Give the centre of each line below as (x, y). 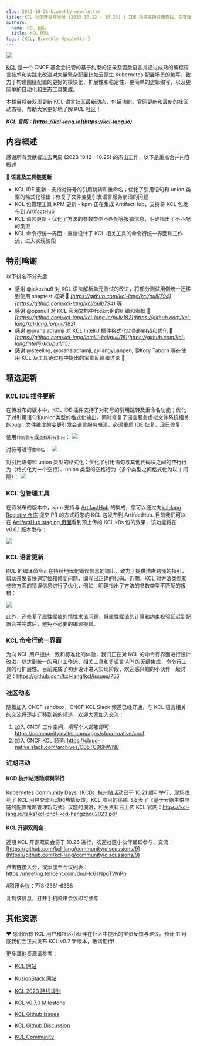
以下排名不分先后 (27, 276)
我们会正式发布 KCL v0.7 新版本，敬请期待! (63, 941)
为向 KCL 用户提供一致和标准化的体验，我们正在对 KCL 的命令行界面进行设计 (98, 654)
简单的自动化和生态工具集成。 (42, 89)
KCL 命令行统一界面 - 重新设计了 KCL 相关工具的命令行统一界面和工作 (99, 233)
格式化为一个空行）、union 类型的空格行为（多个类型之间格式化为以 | (99, 470)
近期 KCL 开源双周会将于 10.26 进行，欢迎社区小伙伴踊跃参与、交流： (90, 842)
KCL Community (34, 1037)
